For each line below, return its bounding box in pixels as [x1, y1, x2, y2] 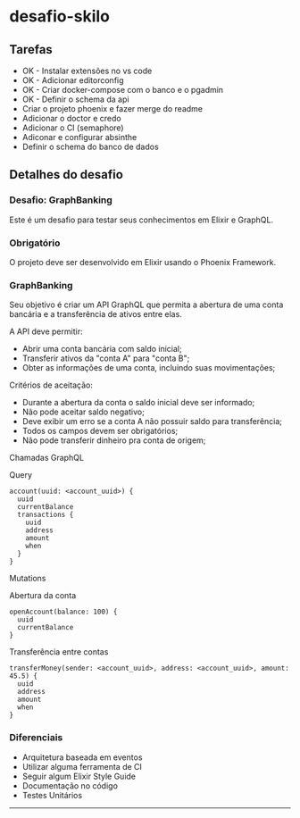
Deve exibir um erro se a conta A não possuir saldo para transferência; [21, 416, 283, 427]
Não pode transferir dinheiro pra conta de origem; [21, 435, 206, 446]
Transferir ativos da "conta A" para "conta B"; [21, 353, 190, 363]
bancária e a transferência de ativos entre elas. [9, 309, 183, 320]
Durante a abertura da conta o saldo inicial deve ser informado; [21, 397, 255, 408]
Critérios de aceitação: [9, 380, 94, 390]
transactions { [17, 511, 74, 520]
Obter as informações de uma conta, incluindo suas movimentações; [21, 363, 276, 373]
